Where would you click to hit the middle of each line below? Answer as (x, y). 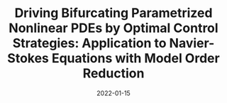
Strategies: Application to (89, 43)
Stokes (28, 59)
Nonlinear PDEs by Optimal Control (113, 28)
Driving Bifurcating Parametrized (113, 13)
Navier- (192, 43)
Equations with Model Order (135, 59)
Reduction (113, 74)
